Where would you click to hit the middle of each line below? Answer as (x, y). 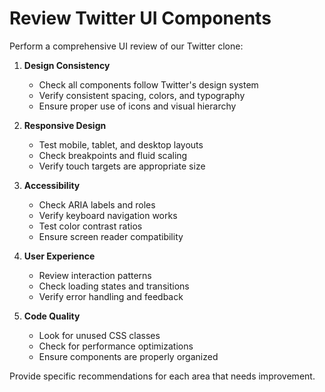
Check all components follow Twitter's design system (148, 84)
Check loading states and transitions (114, 286)
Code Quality (52, 316)
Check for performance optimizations (116, 346)
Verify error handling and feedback (111, 296)
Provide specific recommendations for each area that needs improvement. (162, 376)
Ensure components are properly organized (128, 356)
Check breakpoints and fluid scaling (113, 155)
